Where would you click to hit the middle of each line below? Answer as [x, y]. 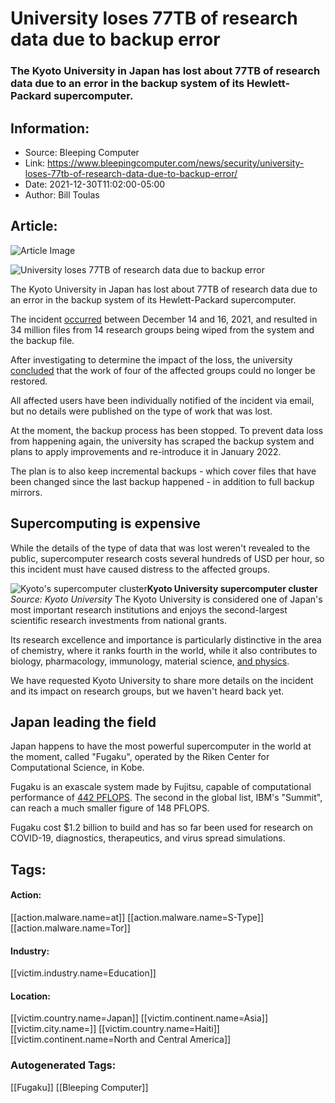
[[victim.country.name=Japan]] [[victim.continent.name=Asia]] [139, 1018]
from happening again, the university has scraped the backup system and [162, 441]
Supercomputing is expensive [105, 523]
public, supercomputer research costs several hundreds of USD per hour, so [167, 558]
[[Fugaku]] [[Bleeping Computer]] [79, 1087]
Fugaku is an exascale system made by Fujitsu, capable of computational [161, 787]
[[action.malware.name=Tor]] [70, 928]
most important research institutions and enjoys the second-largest [149, 609]
